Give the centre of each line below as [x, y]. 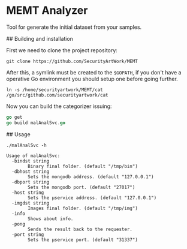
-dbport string [31, 182]
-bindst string [31, 161]
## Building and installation [40, 38]
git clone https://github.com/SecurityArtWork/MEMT [72, 61]
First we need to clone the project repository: [62, 50]
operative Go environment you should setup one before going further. [92, 79]
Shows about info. [51, 219]
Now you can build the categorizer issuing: [59, 106]
